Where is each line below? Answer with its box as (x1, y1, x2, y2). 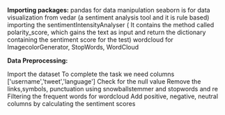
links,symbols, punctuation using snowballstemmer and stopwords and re (7, 85, 218, 93)
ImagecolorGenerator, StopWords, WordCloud (7, 43, 139, 51)
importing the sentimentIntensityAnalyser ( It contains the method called (7, 21, 215, 29)
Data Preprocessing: (7, 56, 68, 65)
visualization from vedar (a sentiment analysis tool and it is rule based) (7, 13, 210, 22)
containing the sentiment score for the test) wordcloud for (7, 36, 174, 44)
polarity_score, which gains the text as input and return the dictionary (7, 28, 206, 36)
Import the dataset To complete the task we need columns (7, 70, 175, 78)
